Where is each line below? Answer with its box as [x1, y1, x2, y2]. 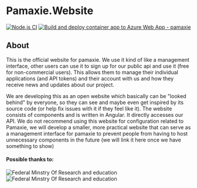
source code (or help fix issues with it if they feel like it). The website [6, 105, 172, 112]
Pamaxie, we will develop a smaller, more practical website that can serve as [6, 123, 191, 130]
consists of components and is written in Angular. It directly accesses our [6, 111, 184, 118]
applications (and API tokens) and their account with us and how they [6, 75, 174, 82]
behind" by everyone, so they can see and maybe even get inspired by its [6, 99, 184, 106]
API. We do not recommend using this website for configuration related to [6, 117, 184, 125]
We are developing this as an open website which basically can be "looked [6, 92, 186, 99]
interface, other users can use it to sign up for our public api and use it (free [6, 62, 189, 69]
